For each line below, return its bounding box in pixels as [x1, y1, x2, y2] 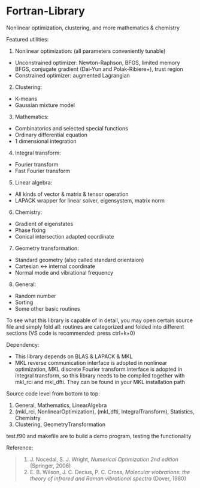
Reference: [6, 444, 34, 451]
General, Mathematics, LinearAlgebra [14, 401, 107, 409]
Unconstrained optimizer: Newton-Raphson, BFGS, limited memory [14, 59, 181, 66]
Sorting [14, 299, 34, 306]
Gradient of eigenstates [14, 220, 74, 227]
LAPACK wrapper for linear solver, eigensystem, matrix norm [14, 197, 165, 204]
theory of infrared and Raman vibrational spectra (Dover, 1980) [29, 475, 187, 482]
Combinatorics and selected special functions [14, 124, 129, 132]
